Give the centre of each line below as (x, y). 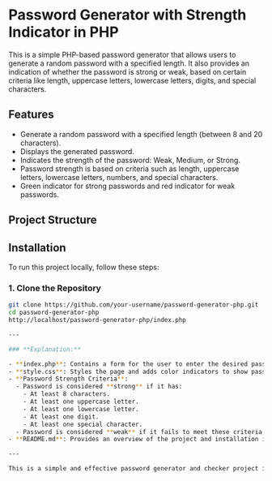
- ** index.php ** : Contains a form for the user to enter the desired (128, 364)
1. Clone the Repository (55, 288)
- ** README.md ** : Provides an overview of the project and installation (134, 440)
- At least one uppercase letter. (81, 402)
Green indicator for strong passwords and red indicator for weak (127, 186)
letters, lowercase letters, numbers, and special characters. (119, 177)
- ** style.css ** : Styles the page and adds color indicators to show (128, 371)
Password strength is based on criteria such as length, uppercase (130, 169)
